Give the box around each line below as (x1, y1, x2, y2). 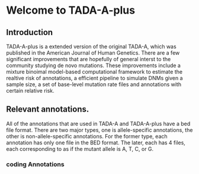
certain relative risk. (6, 87, 54, 94)
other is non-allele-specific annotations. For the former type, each (6, 132, 168, 140)
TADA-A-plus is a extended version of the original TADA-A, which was (6, 43, 176, 50)
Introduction (6, 27, 53, 37)
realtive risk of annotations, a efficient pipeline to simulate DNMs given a (6, 75, 183, 81)
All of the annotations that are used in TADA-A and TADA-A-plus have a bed (6, 120, 191, 127)
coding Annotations (6, 160, 65, 168)
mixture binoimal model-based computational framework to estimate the (6, 68, 182, 75)
